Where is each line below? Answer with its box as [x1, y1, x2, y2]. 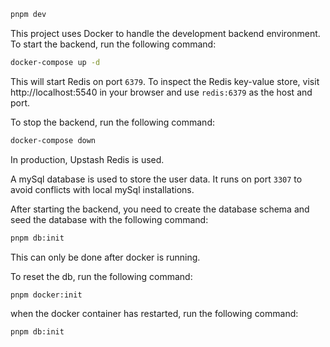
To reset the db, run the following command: [10, 270, 193, 282]
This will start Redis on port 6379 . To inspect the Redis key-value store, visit [10, 75, 320, 87]
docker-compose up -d [10, 57, 101, 67]
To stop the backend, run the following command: [10, 116, 215, 128]
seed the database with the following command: [10, 213, 209, 225]
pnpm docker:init [10, 290, 83, 300]
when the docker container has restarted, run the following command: [10, 308, 299, 320]
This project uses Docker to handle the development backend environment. [10, 27, 321, 39]
